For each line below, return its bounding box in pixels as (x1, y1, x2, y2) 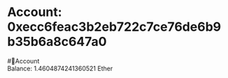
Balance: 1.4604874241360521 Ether (7, 64, 113, 72)
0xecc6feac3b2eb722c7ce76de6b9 (7, 19, 222, 35)
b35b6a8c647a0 (7, 34, 107, 49)
